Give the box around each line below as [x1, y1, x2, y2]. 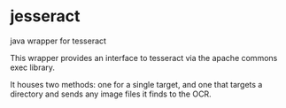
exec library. [10, 62, 56, 73]
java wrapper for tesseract [10, 35, 107, 46]
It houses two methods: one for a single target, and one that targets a [10, 79, 263, 89]
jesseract [10, 6, 81, 27]
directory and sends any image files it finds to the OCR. [10, 89, 212, 99]
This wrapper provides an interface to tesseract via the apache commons [10, 52, 278, 63]
